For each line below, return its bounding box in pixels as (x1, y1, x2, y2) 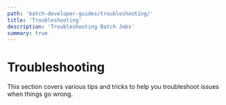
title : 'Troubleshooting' (7, 17, 82, 24)
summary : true (7, 29, 49, 37)
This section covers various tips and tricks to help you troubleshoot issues (7, 83, 220, 91)
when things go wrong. (7, 90, 73, 98)
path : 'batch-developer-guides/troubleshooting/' (7, 10, 154, 17)
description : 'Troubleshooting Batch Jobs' (7, 23, 135, 30)
